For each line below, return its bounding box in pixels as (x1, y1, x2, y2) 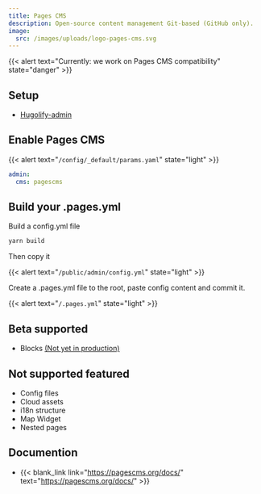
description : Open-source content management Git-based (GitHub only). (8, 19, 254, 27)
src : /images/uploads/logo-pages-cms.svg (15, 34, 157, 43)
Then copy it (8, 252, 51, 262)
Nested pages (19, 422, 67, 432)
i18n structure (19, 405, 66, 415)
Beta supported (8, 322, 89, 336)
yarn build (8, 237, 45, 245)
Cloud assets (19, 396, 64, 406)
